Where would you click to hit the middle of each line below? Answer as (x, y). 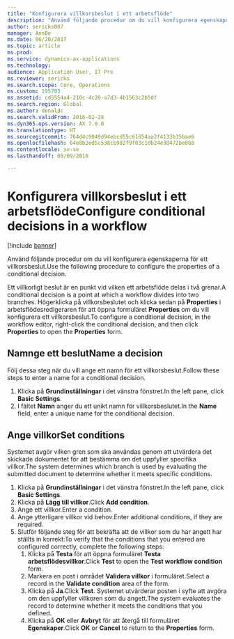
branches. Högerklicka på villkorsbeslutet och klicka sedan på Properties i (114, 302)
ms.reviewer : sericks (39, 78)
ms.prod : (20, 53)
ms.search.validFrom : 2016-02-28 (56, 117)
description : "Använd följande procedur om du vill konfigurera (102, 20)
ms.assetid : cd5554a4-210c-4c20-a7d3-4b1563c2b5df (82, 98)
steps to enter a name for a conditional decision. (77, 377)
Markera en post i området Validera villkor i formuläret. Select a (118, 576)
